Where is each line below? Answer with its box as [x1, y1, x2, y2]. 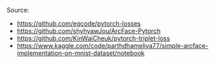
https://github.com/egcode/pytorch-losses [16, 19, 141, 27]
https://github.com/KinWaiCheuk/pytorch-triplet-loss [16, 34, 170, 42]
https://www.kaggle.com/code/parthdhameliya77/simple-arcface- [16, 42, 209, 49]
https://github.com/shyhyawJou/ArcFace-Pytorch [16, 27, 161, 35]
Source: [6, 6, 30, 14]
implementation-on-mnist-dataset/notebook [16, 49, 145, 57]
